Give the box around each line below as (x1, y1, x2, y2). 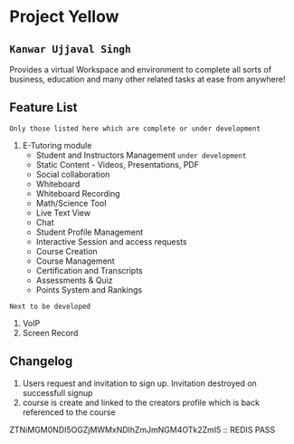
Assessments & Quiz (35, 275, 113, 285)
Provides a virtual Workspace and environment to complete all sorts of (9, 64, 272, 74)
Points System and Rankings (35, 284, 143, 295)
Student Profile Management (35, 227, 144, 237)
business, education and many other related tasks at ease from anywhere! (9, 74, 286, 84)
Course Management (35, 256, 115, 266)
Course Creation (35, 246, 98, 256)
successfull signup (22, 387, 93, 398)
